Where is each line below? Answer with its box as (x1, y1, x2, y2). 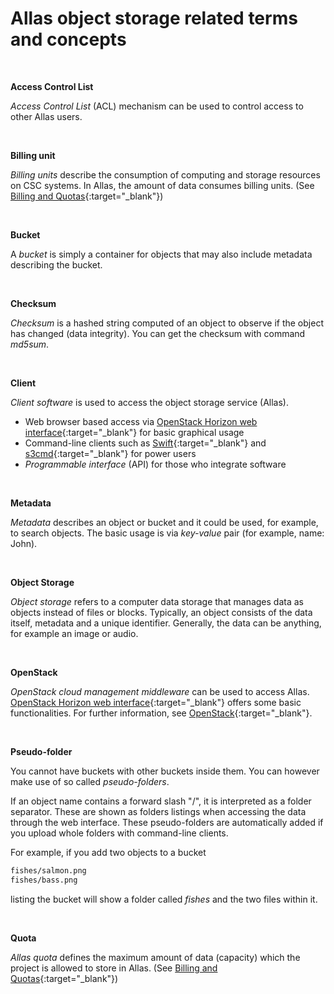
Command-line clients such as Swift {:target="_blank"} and (24, 437, 267, 449)
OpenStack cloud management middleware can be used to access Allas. (10, 685, 310, 697)
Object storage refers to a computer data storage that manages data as (10, 595, 304, 607)
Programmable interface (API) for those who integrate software (24, 458, 287, 470)
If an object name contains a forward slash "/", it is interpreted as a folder (10, 795, 312, 807)
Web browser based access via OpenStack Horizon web (24, 415, 258, 427)
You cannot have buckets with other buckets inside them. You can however (10, 765, 320, 777)
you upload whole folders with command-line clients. (10, 827, 229, 839)
